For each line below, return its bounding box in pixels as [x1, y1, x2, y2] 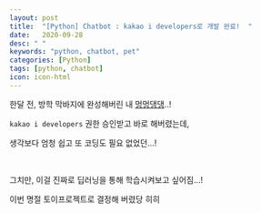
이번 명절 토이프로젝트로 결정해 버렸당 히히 [9, 193, 161, 205]
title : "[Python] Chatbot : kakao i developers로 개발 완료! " [9, 22, 253, 31]
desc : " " [9, 38, 47, 48]
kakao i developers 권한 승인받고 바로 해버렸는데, [9, 117, 190, 128]
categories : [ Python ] [9, 56, 92, 65]
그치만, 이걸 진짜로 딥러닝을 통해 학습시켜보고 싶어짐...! [9, 174, 204, 185]
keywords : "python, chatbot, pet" [9, 47, 141, 56]
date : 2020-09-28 [9, 30, 84, 39]
